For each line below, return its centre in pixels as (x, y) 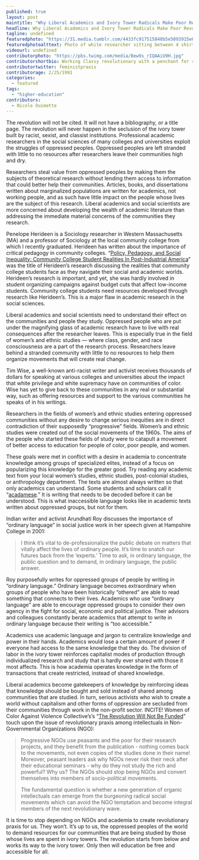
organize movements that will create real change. (66, 359)
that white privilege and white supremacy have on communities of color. (94, 383)
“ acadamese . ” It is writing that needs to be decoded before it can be (89, 494)
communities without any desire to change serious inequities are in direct (95, 420)
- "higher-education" (38, 94)
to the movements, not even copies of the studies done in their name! (105, 752)
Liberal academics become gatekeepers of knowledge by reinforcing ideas (97, 684)
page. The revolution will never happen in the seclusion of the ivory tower (96, 129)
